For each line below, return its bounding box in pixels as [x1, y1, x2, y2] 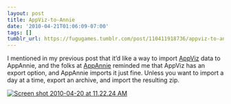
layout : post [7, 10, 45, 17]
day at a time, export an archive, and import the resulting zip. [7, 76, 180, 84]
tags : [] [7, 29, 32, 36]
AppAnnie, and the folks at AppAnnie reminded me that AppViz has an [7, 62, 206, 70]
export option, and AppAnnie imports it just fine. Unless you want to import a [7, 69, 224, 77]
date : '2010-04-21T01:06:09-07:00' [7, 23, 109, 29]
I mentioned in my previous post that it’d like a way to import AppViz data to [7, 54, 221, 62]
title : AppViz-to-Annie [7, 16, 76, 23]
